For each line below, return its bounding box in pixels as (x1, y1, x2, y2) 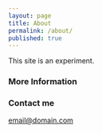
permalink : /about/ (8, 26, 73, 34)
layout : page (8, 11, 52, 20)
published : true (8, 34, 62, 42)
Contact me (8, 98, 55, 109)
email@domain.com (8, 115, 74, 125)
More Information (8, 76, 77, 87)
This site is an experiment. (8, 56, 95, 66)
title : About (8, 19, 52, 27)
